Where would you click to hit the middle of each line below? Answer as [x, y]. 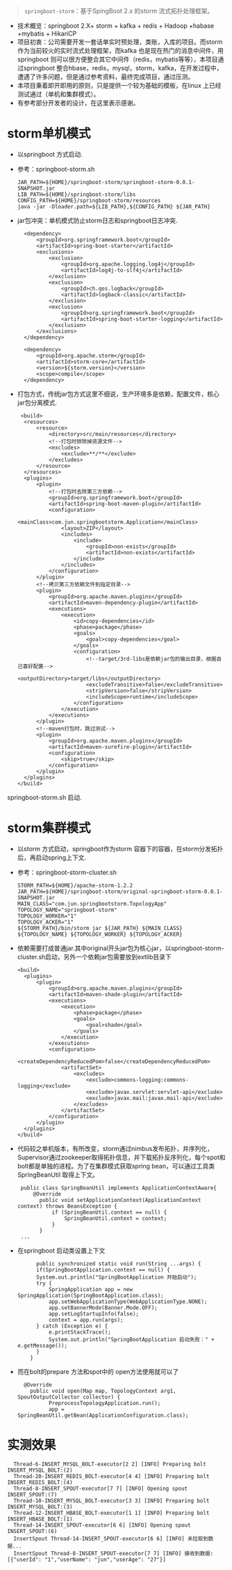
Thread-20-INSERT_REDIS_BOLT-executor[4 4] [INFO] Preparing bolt [111, 1476]
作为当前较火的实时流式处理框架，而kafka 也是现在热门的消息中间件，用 [121, 51]
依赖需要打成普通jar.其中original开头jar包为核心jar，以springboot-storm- [121, 948]
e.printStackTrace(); [80, 1332]
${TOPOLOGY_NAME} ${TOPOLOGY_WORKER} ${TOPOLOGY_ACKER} [100, 934]
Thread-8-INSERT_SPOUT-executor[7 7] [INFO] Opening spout [101, 1488]
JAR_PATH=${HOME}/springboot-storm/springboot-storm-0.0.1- [106, 182]
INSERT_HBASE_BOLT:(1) [40, 1519]
